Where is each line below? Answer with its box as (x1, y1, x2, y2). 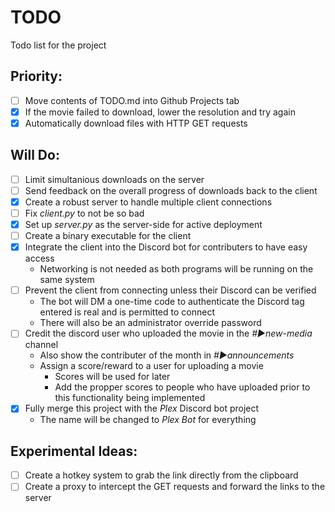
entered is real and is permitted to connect (39, 306, 215, 318)
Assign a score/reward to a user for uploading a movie (39, 360, 264, 372)
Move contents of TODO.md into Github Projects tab (24, 94, 240, 106)
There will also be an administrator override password (39, 317, 262, 329)
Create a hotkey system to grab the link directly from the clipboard (24, 469, 299, 481)
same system (39, 274, 95, 286)
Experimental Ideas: (10, 442, 138, 460)
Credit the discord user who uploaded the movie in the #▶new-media (24, 327, 313, 340)
